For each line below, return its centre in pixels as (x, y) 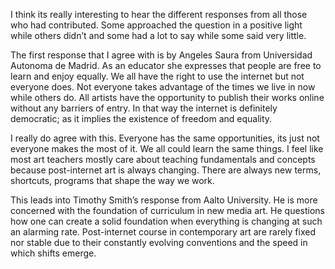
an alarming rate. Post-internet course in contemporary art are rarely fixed (163, 232)
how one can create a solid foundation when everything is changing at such (166, 221)
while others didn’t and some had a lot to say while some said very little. (158, 35)
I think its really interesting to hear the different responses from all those (159, 14)
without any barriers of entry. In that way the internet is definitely (144, 108)
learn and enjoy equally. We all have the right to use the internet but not (157, 76)
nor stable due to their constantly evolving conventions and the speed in (159, 242)
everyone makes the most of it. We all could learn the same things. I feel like (167, 148)
